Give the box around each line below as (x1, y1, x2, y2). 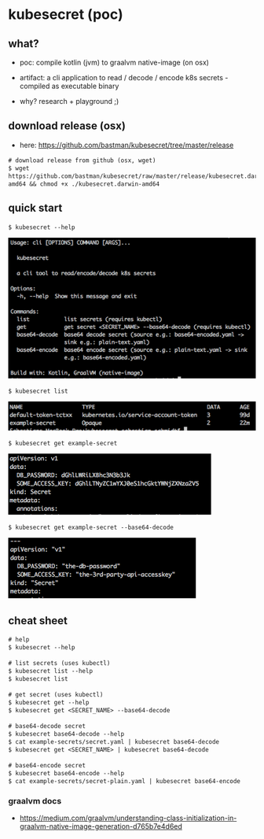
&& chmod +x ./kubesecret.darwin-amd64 (28, 179, 159, 188)
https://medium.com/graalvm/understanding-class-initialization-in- (19, 813, 237, 823)
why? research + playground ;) (19, 97, 119, 105)
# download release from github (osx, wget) (8, 156, 156, 164)
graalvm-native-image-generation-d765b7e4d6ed (19, 822, 183, 831)
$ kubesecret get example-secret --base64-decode (8, 523, 174, 532)
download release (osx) (8, 120, 126, 133)
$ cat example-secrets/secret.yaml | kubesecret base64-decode (8, 738, 220, 746)
